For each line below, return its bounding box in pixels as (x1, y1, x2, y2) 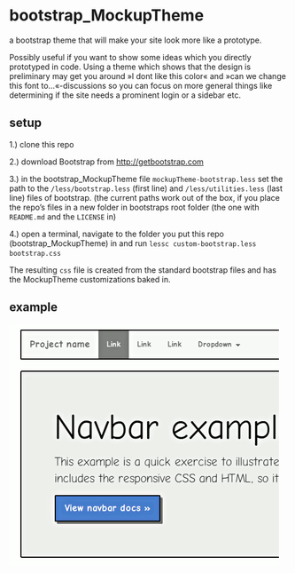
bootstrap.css (9, 249, 62, 258)
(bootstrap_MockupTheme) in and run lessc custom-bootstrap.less (9, 237, 257, 249)
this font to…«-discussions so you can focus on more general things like (9, 80, 273, 91)
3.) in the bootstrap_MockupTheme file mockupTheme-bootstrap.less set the (9, 173, 283, 184)
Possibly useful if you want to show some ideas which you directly (9, 52, 252, 62)
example (9, 299, 58, 315)
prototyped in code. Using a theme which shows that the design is (9, 61, 251, 72)
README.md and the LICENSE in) (9, 211, 117, 222)
